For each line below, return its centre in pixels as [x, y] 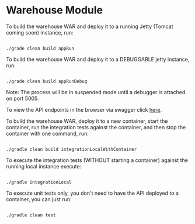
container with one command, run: [48, 133]
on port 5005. [22, 98]
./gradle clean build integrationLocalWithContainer [72, 149]
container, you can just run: [39, 199]
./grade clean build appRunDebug [47, 81]
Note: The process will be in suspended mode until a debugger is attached [96, 92]
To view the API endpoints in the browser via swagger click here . [84, 109]
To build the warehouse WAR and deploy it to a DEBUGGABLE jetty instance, [98, 59]
